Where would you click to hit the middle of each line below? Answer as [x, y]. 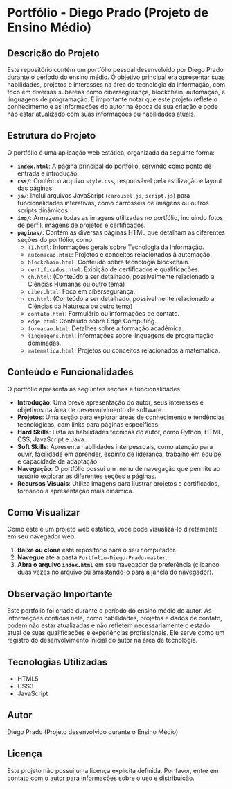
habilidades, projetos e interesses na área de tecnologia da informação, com [116, 84]
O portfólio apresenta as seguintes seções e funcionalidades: [95, 389]
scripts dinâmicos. [43, 210]
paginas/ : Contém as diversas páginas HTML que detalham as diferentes [121, 232]
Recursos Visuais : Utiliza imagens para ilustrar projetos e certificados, [118, 483]
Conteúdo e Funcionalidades [70, 372]
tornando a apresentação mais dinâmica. [75, 491]
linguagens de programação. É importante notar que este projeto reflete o [113, 99]
